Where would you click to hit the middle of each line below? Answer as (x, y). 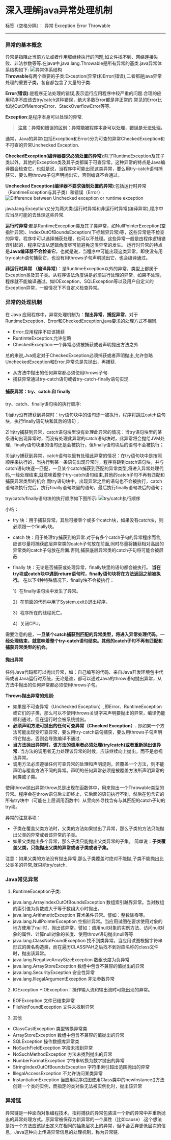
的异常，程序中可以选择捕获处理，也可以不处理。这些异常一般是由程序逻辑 (83, 239)
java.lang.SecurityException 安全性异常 (54, 972)
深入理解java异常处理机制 (59, 10)
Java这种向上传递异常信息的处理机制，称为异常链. (67, 1132)
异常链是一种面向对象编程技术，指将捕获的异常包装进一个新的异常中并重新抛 (85, 1113)
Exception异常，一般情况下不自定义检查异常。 (54, 288)
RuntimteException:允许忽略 (42, 338)
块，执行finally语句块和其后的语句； (43, 421)
